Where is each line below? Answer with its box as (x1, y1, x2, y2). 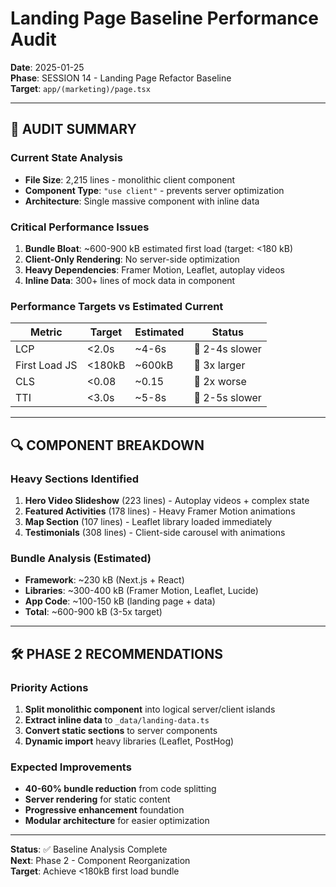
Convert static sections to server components (24, 724, 218, 736)
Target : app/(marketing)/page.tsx (10, 82, 151, 94)
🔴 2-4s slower (193, 342, 262, 356)
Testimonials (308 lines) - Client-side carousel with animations (24, 526, 286, 538)
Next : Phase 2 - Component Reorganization (10, 855, 191, 867)
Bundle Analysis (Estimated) (10, 551, 152, 565)
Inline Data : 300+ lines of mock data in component (24, 274, 236, 286)
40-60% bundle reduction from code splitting (24, 783, 217, 795)
